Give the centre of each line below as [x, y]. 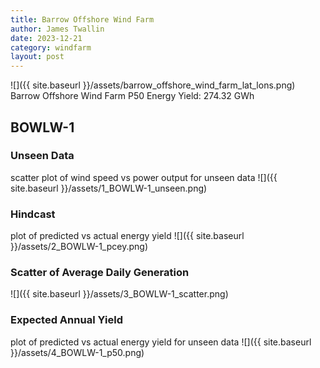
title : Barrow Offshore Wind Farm [82, 19]
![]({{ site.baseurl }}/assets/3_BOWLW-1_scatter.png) [119, 294]
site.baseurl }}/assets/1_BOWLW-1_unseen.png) [109, 188]
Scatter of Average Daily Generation [100, 273]
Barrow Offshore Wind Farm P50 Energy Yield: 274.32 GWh [132, 96]
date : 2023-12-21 [46, 38]
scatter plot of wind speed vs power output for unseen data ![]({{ [144, 177]
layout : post [37, 57]
